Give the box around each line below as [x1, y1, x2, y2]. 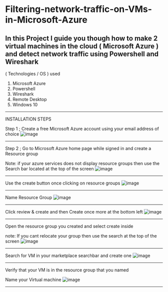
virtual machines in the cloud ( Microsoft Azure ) [5, 41, 159, 50]
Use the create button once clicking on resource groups [5, 180, 120, 186]
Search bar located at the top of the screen [5, 166, 94, 171]
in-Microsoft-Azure [5, 14, 87, 25]
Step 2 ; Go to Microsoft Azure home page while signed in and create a [5, 145, 151, 151]
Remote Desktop [12, 96, 47, 102]
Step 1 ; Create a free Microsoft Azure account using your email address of [5, 126, 159, 131]
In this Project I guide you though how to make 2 [5, 34, 158, 42]
